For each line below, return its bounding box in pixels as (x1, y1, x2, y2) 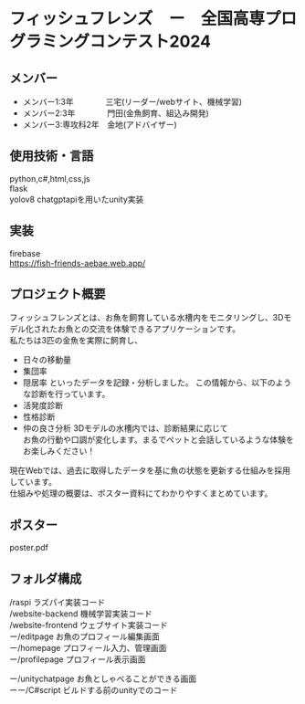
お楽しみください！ (22, 446, 96, 457)
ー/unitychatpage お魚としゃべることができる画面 (9, 673, 197, 685)
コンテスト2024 (89, 31, 212, 52)
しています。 (9, 477, 58, 488)
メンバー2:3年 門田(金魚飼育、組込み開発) (22, 108, 210, 119)
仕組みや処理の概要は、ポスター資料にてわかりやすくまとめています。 (9, 488, 273, 499)
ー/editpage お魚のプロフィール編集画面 (9, 631, 160, 642)
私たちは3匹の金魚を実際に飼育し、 (9, 335, 143, 346)
